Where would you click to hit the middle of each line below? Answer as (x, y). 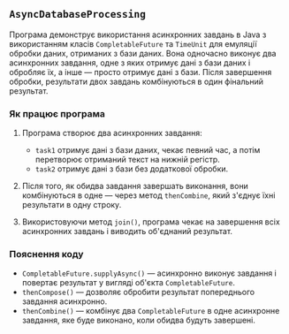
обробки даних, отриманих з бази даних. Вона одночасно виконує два (143, 53)
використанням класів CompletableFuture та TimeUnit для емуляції (133, 43)
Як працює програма (57, 113)
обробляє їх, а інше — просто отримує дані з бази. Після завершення (141, 72)
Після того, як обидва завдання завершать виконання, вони (135, 186)
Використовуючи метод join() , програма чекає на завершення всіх (151, 222)
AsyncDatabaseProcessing (78, 15)
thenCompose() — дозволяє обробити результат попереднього (138, 292)
